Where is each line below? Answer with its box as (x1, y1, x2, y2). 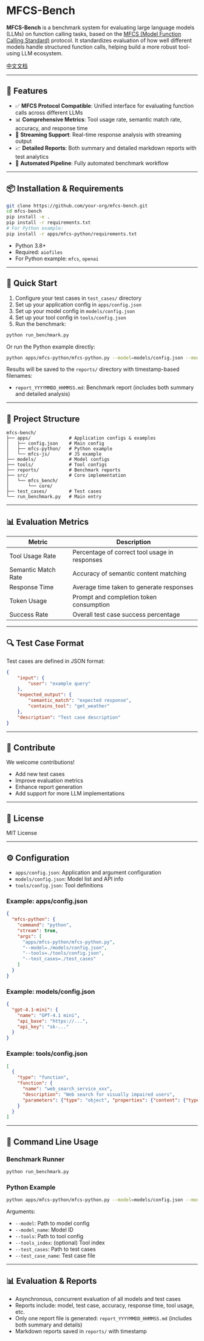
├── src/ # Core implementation (6, 473, 126, 479)
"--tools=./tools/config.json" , (22, 950, 104, 957)
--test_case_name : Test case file (15, 1252, 95, 1259)
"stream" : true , (17, 927, 59, 934)
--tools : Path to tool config (15, 1233, 84, 1239)
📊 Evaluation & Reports (6, 1276, 97, 1286)
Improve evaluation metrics (15, 777, 84, 785)
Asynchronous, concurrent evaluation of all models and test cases (15, 1295, 181, 1302)
